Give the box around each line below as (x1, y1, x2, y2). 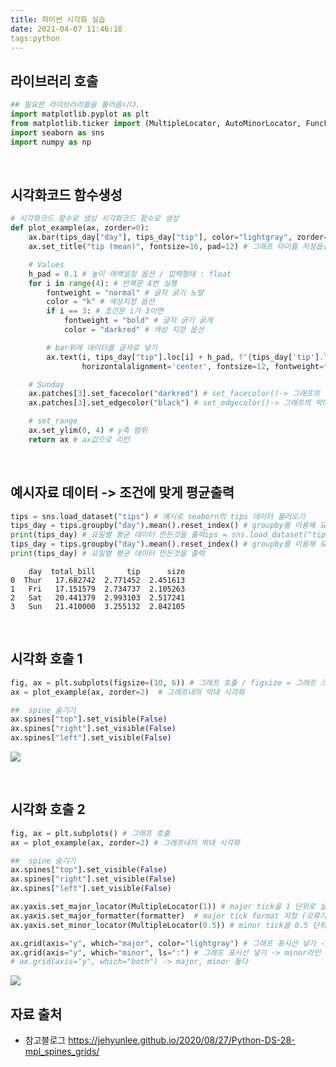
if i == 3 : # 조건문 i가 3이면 (46, 306, 164, 316)
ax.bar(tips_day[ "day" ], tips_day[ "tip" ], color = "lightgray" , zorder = (28, 232, 329, 243)
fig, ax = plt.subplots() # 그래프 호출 (10, 828, 171, 838)
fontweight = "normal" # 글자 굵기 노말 (46, 287, 205, 298)
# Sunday (28, 379, 65, 390)
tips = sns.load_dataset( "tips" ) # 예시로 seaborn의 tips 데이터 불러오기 (10, 511, 306, 521)
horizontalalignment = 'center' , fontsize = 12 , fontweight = (81, 361, 325, 371)
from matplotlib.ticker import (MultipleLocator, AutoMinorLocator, (10, 118, 302, 128)
